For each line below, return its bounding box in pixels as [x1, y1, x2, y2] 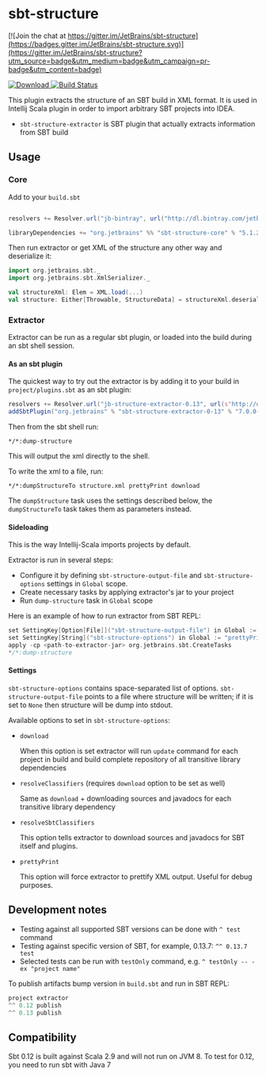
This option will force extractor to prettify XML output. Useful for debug [19, 872, 253, 881]
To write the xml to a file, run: [8, 466, 104, 476]
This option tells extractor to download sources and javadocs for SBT [19, 833, 245, 843]
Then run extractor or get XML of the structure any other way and [8, 243, 222, 253]
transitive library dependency [19, 802, 116, 812]
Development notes [8, 904, 107, 917]
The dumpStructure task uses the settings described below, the [8, 496, 213, 505]
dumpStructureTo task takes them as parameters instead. [8, 504, 192, 514]
